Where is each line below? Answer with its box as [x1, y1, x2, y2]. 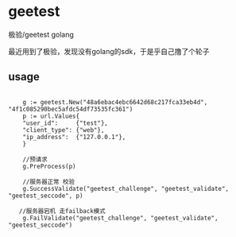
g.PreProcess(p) [22, 162, 77, 170]
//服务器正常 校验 [22, 177, 75, 185]
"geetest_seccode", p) [8, 192, 83, 200]
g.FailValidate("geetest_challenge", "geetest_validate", [22, 214, 219, 222]
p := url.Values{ [22, 112, 80, 120]
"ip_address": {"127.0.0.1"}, [22, 133, 126, 141]
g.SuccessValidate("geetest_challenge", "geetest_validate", [22, 185, 229, 192]
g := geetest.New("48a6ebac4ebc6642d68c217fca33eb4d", [22, 98, 208, 106]
